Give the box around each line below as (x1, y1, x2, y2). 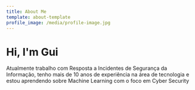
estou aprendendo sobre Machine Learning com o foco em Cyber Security (6, 78, 190, 85)
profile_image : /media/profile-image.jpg (6, 20, 111, 25)
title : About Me (6, 8, 47, 15)
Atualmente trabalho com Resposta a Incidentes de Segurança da (6, 65, 168, 72)
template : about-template (6, 14, 70, 20)
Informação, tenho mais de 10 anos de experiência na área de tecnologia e (6, 71, 190, 78)
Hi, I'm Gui (6, 45, 58, 59)
